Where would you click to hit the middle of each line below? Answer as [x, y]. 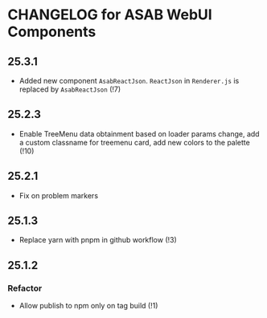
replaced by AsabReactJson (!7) [70, 89]
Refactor [25, 288]
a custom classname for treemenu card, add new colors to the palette [134, 142]
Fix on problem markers [58, 195]
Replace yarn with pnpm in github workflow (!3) [98, 240]
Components [52, 32]
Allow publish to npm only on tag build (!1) [88, 306]
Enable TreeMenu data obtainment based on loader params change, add [139, 133]
